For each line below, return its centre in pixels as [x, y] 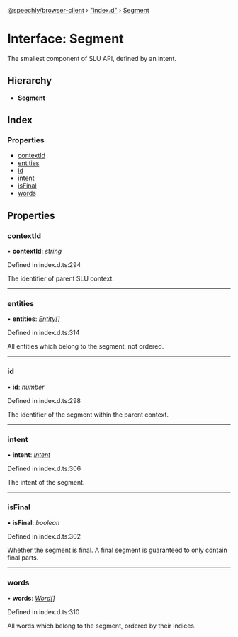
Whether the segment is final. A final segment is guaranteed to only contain [118, 550]
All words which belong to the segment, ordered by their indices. [102, 626]
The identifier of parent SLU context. [61, 278]
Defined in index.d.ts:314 [44, 333]
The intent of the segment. [46, 483]
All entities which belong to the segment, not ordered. [86, 346]
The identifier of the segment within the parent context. [88, 415]
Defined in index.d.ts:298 [44, 400]
